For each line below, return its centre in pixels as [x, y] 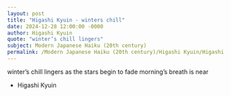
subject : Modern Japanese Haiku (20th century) [77, 46]
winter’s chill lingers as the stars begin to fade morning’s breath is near [108, 71]
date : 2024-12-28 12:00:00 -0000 [55, 26]
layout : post [26, 13]
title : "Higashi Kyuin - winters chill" [66, 20]
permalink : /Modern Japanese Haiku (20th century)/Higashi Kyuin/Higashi [116, 52]
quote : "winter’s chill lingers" [55, 39]
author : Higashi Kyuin [40, 33]
